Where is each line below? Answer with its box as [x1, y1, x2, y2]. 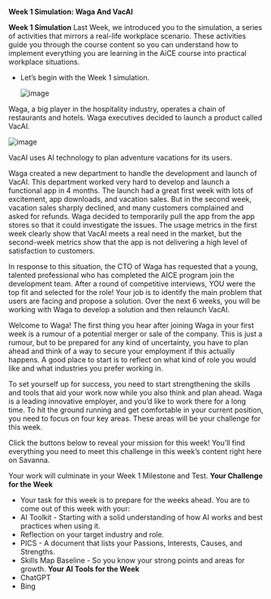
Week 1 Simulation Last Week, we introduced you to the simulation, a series [8, 23, 262, 32]
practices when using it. [19, 521, 101, 530]
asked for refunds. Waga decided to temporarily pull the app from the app [8, 212, 256, 221]
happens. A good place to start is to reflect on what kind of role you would [8, 355, 257, 364]
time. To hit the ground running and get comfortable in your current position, [8, 405, 264, 414]
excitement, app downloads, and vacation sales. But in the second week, [8, 195, 252, 203]
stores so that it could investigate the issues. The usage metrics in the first [8, 220, 257, 229]
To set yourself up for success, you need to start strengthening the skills [8, 379, 251, 388]
